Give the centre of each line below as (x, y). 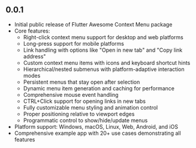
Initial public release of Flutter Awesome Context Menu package (93, 24)
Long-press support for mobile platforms (73, 43)
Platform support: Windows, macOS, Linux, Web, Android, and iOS (96, 126)
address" (34, 56)
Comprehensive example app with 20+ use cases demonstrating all (97, 133)
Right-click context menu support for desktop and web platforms (103, 37)
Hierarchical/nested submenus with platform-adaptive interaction (104, 69)
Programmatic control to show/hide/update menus (85, 120)
